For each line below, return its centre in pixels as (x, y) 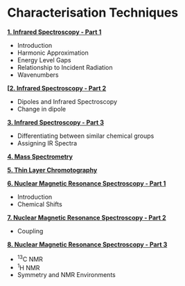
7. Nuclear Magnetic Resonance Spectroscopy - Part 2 (87, 217)
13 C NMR (30, 258)
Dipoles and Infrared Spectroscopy (67, 101)
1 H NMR (28, 267)
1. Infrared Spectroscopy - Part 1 (54, 32)
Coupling (30, 231)
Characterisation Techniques (93, 13)
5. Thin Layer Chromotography (52, 170)
